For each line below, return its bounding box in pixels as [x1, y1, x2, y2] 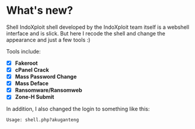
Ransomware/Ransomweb [14, 86, 83, 94]
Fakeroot [14, 59, 38, 67]
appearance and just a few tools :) [6, 36, 91, 43]
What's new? [6, 4, 73, 17]
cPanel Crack [14, 67, 49, 73]
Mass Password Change [14, 73, 77, 80]
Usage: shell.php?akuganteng [6, 117, 79, 123]
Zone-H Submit [14, 94, 55, 101]
